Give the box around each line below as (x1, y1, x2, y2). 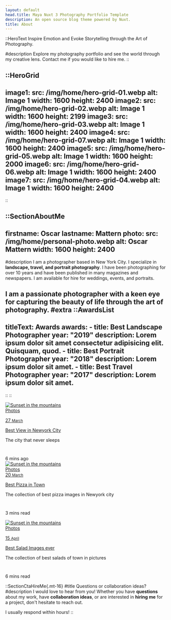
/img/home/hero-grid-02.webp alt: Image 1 (5, 104, 145, 113)
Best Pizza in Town (5, 482, 45, 488)
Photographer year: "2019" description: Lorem (5, 331, 157, 340)
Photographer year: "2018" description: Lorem (5, 355, 157, 363)
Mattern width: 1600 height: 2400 (5, 245, 116, 254)
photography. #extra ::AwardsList (5, 306, 115, 315)
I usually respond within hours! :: (5, 609, 74, 615)
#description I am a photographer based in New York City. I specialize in (5, 259, 157, 265)
